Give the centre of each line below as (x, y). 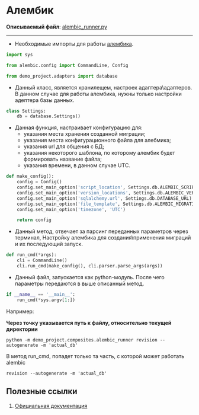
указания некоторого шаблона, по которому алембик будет (99, 153)
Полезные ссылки (42, 392)
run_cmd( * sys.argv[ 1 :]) (46, 300)
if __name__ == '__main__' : (41, 294)
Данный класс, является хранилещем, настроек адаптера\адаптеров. (103, 87)
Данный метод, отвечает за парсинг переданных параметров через (101, 231)
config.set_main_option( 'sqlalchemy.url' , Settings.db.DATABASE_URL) (105, 198)
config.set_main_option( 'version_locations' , (74, 193)
